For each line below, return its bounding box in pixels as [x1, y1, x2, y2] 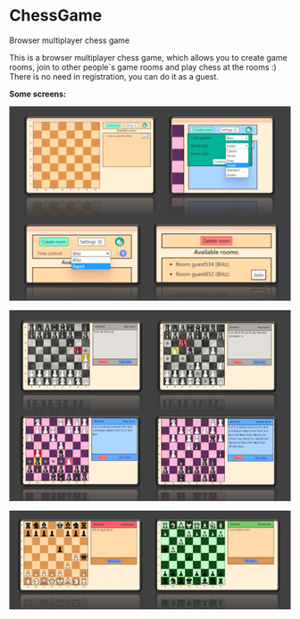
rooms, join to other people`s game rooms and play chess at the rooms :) [9, 62, 277, 72]
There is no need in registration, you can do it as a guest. [9, 71, 219, 81]
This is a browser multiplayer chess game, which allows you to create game [9, 52, 287, 63]
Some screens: [9, 88, 67, 99]
